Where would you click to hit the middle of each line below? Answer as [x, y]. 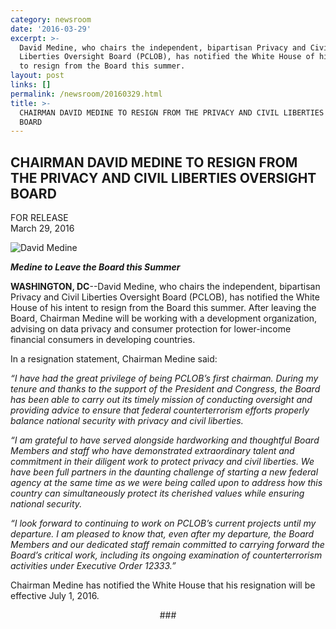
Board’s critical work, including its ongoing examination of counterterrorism [166, 555]
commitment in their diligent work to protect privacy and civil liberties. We [162, 462]
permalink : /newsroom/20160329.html [86, 94]
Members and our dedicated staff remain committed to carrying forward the [167, 545]
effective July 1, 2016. [55, 596]
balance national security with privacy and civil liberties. [127, 421]
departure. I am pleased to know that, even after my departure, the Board [162, 534]
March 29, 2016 [42, 228]
